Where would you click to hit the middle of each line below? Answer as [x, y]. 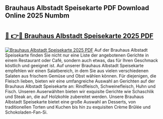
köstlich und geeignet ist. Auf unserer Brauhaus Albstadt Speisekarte [74, 66]
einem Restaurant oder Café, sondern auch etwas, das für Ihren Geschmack [82, 60]
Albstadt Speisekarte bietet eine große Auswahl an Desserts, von [71, 102]
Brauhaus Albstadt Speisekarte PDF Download [77, 8]
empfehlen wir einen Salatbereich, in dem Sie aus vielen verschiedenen [77, 71]
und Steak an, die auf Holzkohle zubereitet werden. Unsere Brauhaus [74, 97]
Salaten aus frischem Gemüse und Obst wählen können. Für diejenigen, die [81, 76]
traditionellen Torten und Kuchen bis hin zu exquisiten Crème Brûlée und [78, 107]
